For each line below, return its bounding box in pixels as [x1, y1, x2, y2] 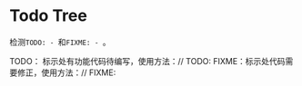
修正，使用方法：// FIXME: [16, 67, 116, 78]
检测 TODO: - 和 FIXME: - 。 [9, 36, 111, 47]
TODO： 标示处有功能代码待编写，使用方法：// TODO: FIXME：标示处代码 [9, 55, 286, 66]
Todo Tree [9, 5, 88, 26]
